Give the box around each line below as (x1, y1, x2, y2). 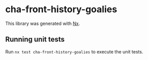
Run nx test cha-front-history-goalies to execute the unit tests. (5, 48, 143, 54)
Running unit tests (5, 35, 65, 44)
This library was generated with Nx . (5, 20, 80, 26)
